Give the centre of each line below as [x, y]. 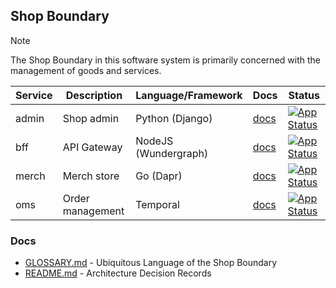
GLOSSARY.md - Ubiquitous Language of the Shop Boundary [151, 263]
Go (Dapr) [159, 176]
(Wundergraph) [172, 153]
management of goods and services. [86, 70]
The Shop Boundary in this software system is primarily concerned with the [165, 60]
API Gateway [92, 147]
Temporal [157, 204]
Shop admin [91, 118]
